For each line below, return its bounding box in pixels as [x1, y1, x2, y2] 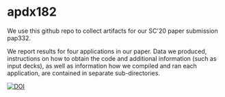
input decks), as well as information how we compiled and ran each [7, 61, 197, 70]
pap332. [7, 33, 31, 42]
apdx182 [7, 4, 57, 20]
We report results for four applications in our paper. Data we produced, [7, 47, 207, 55]
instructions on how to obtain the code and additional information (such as [7, 54, 217, 62]
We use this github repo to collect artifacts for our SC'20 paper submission [7, 27, 219, 35]
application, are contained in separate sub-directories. [7, 69, 161, 77]
